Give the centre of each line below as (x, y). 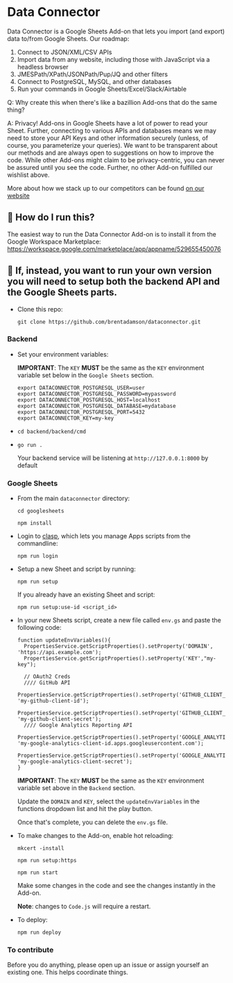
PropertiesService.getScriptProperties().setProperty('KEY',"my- (120, 659)
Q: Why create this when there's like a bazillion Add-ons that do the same (112, 102)
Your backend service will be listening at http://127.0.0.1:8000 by (113, 458)
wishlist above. (28, 175)
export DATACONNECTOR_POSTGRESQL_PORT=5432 (81, 412)
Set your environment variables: (63, 354)
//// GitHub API (47, 683)
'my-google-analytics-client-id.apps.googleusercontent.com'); (111, 744)
